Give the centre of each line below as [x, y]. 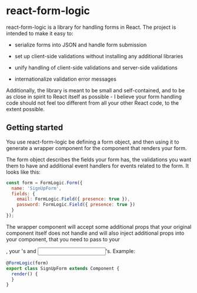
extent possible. [26, 109]
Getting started [35, 128]
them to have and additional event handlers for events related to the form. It [98, 165]
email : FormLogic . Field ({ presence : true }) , [74, 199]
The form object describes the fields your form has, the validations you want [99, 159]
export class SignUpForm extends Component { [63, 268]
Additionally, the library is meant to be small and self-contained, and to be [96, 90]
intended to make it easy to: [40, 33]
